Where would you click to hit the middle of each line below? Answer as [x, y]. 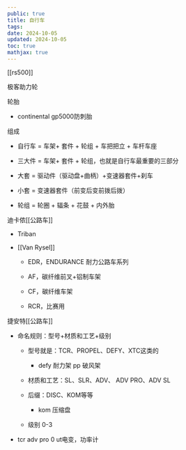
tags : [15, 26]
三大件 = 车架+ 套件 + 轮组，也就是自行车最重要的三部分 [98, 160]
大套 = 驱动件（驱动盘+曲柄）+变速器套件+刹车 [85, 176]
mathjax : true [28, 53]
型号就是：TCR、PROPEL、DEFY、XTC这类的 [93, 350]
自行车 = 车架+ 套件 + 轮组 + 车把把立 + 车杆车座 [87, 146]
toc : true [22, 46]
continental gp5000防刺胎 [55, 116]
